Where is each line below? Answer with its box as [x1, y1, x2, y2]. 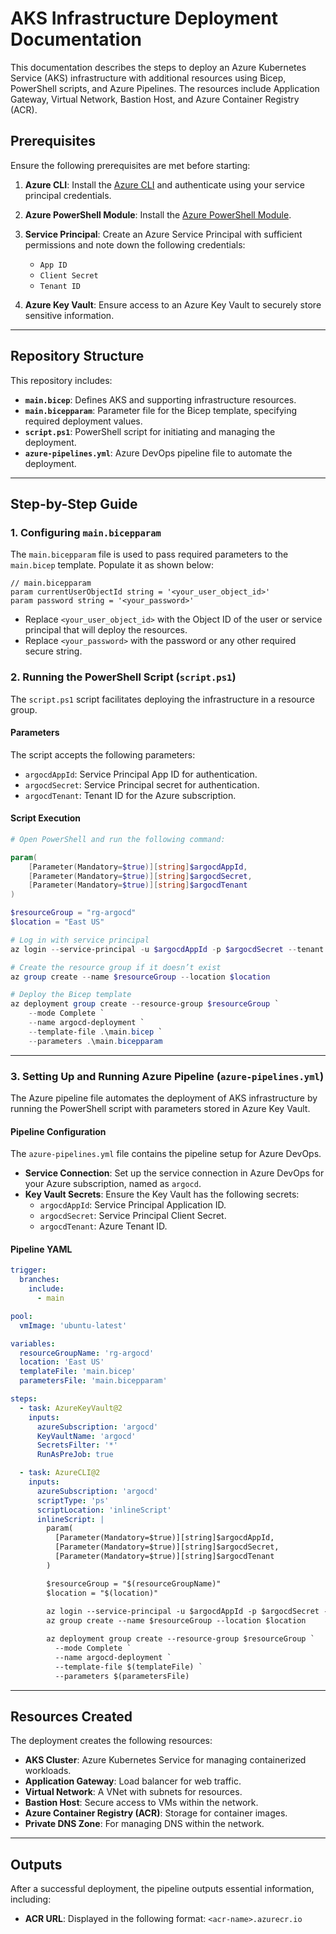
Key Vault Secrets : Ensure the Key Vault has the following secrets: [24, 1188, 300, 1201]
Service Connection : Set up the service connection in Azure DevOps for [24, 1167, 325, 1179]
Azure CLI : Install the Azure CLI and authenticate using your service [24, 178, 305, 191]
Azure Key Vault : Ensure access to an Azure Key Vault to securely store [24, 298, 322, 311]
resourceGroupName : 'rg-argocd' [19, 1348, 155, 1358]
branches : [19, 1275, 60, 1285]
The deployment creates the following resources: [10, 1735, 213, 1747]
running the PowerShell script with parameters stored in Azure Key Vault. [10, 1103, 311, 1114]
